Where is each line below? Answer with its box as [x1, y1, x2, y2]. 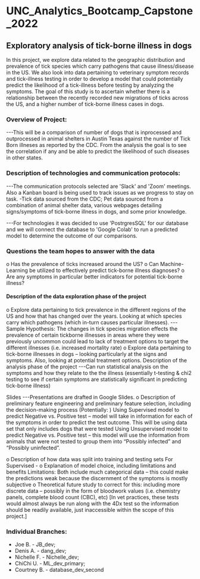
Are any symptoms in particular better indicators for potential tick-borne [6, 273, 183, 280]
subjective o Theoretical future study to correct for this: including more [6, 481, 180, 489]
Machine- [160, 260, 184, 267]
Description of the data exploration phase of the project [6, 293, 147, 300]
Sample [6, 326, 25, 333]
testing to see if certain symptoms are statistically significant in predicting [6, 376, 187, 383]
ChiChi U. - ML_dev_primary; [14, 560, 85, 567]
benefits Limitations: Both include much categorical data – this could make [6, 468, 189, 475]
